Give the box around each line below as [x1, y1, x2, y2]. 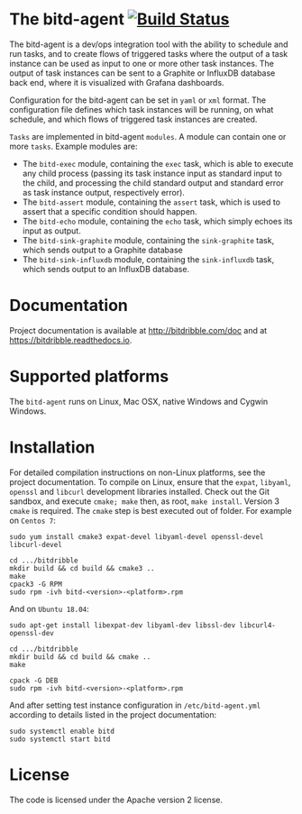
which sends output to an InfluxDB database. [22, 263, 190, 274]
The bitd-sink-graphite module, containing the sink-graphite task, [22, 234, 275, 245]
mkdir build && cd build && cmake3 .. [9, 563, 155, 572]
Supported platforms [9, 366, 169, 387]
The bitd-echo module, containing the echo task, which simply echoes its [22, 215, 293, 226]
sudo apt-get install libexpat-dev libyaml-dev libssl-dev [9, 620, 236, 630]
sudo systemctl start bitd [9, 735, 111, 744]
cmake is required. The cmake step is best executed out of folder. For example [9, 505, 292, 516]
